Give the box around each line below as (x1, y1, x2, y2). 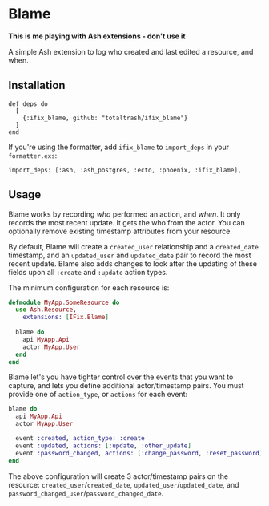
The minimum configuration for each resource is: (8, 282, 170, 293)
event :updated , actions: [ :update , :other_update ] (15, 442, 192, 450)
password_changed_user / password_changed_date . (8, 488, 164, 498)
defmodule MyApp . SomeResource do (8, 298, 120, 306)
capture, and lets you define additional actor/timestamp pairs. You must (8, 381, 244, 391)
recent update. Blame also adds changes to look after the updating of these (8, 258, 258, 269)
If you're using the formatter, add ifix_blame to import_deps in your (8, 142, 230, 152)
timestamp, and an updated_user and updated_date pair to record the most (8, 250, 251, 260)
